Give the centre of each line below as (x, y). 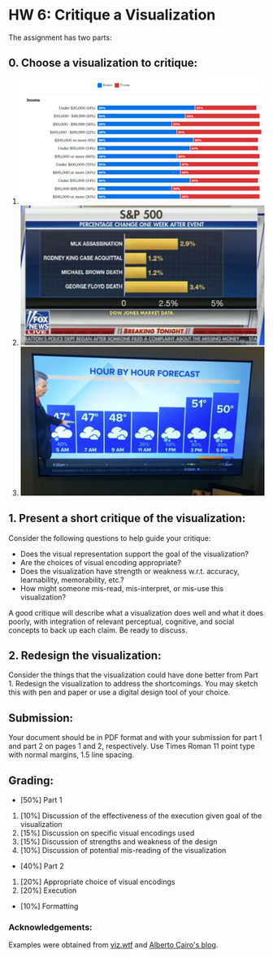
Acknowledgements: (50, 927)
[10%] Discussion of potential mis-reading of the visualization (123, 850)
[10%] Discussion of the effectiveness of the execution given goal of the (141, 816)
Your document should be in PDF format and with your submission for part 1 (135, 738)
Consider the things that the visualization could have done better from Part (133, 675)
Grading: (31, 780)
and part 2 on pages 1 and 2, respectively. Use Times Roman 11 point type (132, 747)
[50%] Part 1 (41, 800)
